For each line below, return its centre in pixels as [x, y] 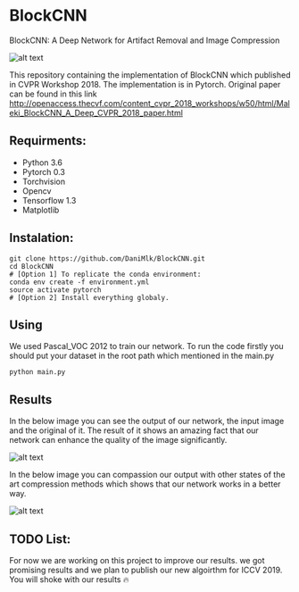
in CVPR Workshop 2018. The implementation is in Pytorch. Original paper [145, 84]
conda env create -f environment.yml [79, 282]
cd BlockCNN [31, 266]
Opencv [37, 191]
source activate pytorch [55, 290]
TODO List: [40, 539]
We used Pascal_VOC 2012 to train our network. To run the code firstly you [146, 346]
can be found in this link [54, 94]
